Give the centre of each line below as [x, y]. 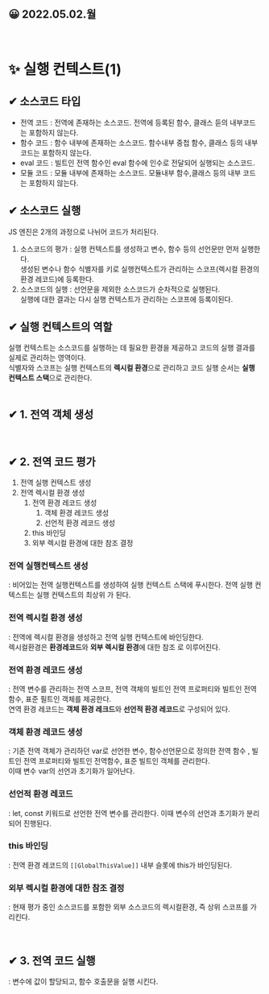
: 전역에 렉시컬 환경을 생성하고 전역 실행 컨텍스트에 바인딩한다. [106, 637]
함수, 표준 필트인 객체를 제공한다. [60, 698]
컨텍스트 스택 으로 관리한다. [50, 378]
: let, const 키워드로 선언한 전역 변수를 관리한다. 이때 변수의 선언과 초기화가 [126, 813]
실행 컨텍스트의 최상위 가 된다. [83, 595]
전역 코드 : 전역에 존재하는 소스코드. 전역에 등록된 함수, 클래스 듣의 [124, 122]
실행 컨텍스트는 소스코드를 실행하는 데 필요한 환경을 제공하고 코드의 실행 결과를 [132, 348]
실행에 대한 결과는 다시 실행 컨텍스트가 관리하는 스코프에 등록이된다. [126, 299]
